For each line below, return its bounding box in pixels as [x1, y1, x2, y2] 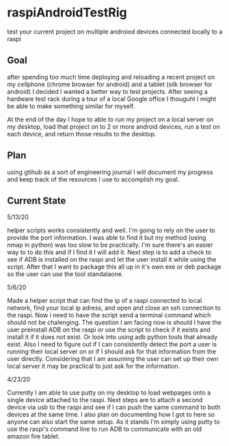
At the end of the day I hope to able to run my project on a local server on [7, 115, 214, 123]
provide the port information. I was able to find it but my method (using [7, 234, 206, 242]
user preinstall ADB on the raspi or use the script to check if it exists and [7, 325, 211, 334]
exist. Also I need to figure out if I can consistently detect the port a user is [7, 340, 217, 349]
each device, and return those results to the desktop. [7, 129, 157, 138]
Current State [7, 195, 66, 206]
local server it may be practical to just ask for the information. [7, 362, 180, 371]
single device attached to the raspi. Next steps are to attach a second [7, 396, 203, 404]
